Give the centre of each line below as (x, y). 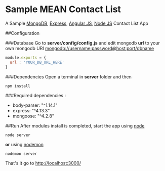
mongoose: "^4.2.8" (33, 116)
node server (18, 135)
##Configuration (22, 33)
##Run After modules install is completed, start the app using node (75, 125)
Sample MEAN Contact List (63, 9)
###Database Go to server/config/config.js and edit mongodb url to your (83, 43)
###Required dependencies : (36, 95)
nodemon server (21, 154)
